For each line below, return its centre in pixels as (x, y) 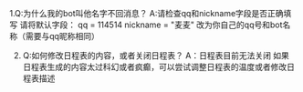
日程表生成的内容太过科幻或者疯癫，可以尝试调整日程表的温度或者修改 (155, 67)
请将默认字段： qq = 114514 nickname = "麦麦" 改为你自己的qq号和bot (151, 25)
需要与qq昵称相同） (63, 36)
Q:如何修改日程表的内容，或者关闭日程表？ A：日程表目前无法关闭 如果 (156, 56)
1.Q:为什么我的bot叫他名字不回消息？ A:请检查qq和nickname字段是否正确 (147, 13)
